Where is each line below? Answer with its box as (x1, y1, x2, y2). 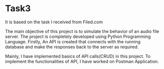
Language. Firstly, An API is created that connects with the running (5, 38, 141, 44)
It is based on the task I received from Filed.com (5, 19, 103, 25)
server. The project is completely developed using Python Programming (5, 34, 151, 39)
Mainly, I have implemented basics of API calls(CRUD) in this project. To (5, 53, 151, 59)
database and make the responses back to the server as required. (5, 44, 139, 50)
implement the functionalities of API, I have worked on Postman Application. (5, 58, 159, 64)
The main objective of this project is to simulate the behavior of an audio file (5, 28, 159, 34)
